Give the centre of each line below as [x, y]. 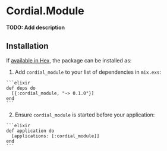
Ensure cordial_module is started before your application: [85, 115]
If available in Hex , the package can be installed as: [69, 60]
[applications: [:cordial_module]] [56, 136]
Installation [27, 46]
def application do [30, 131]
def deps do [21, 88]
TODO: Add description [36, 27]
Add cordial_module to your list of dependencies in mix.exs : [88, 72]
